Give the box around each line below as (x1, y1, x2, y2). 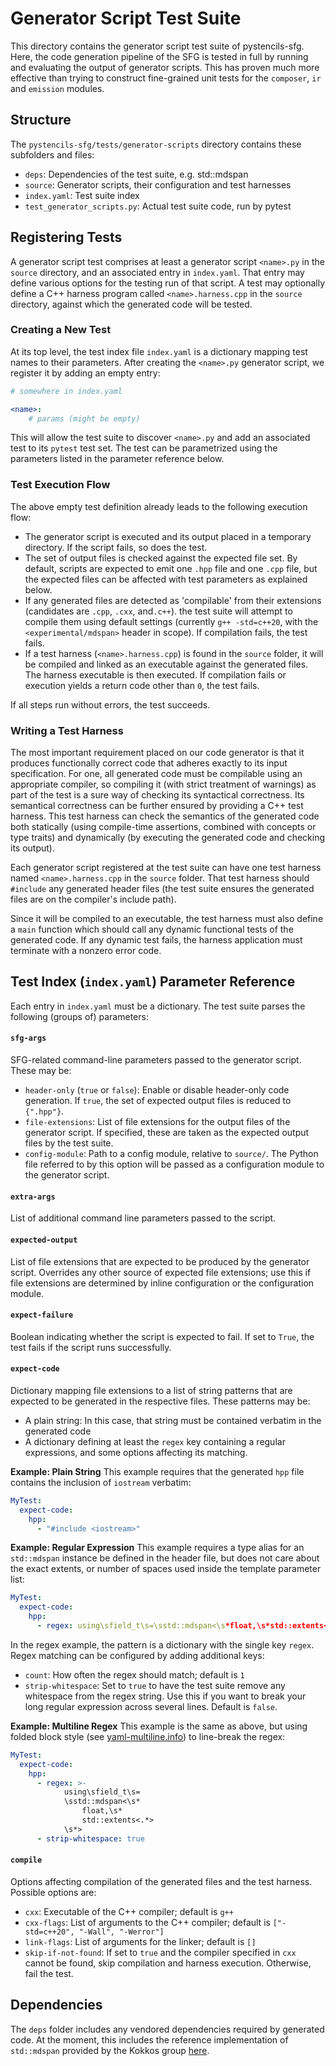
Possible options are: (10, 1886, 97, 1898)
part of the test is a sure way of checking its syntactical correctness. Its (10, 789, 305, 801)
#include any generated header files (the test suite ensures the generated (10, 883, 315, 895)
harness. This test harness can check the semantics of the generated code (10, 810, 320, 822)
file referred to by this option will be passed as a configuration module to (24, 1158, 325, 1171)
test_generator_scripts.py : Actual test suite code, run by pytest (24, 200, 292, 212)
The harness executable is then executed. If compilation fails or (24, 668, 287, 681)
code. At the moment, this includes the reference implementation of (10, 2033, 289, 2046)
